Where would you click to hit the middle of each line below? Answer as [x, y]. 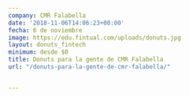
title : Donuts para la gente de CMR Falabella [86, 60]
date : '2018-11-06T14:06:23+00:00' [67, 23]
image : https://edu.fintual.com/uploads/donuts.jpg [94, 37]
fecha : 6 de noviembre [45, 30]
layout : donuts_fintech [47, 45]
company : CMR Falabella [47, 15]
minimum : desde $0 [38, 52]
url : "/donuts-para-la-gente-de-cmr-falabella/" [89, 67]
